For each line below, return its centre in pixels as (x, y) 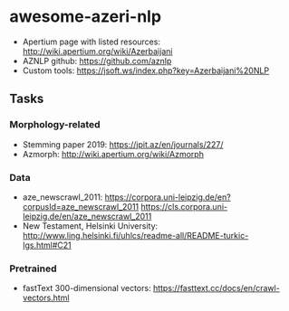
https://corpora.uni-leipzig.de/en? (168, 197)
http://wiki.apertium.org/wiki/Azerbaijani (97, 51)
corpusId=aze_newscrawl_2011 (81, 206)
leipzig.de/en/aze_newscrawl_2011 (87, 216)
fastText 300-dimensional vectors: (87, 288)
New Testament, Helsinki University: (90, 226)
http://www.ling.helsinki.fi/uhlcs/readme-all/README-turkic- (135, 235)
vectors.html (46, 298)
